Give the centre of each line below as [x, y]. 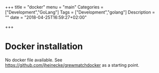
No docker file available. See [34, 60]
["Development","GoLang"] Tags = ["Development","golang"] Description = [80, 12]
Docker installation [44, 46]
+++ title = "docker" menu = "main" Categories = [54, 7]
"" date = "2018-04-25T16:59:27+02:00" [46, 17]
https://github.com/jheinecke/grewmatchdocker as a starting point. [72, 65]
